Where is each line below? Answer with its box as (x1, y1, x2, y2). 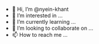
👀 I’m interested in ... (11, 12, 63, 19)
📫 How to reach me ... (11, 32, 68, 38)
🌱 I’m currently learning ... (11, 18, 76, 25)
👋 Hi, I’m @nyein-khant (11, 6, 69, 12)
